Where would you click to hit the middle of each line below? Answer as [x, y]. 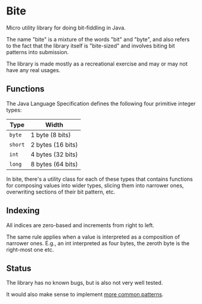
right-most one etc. [30, 249]
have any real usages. [33, 70]
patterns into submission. [38, 52]
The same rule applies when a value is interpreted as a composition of [93, 237]
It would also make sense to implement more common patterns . [85, 294]
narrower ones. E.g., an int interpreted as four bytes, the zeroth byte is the [98, 243]
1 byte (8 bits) [50, 135]
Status [19, 268]
